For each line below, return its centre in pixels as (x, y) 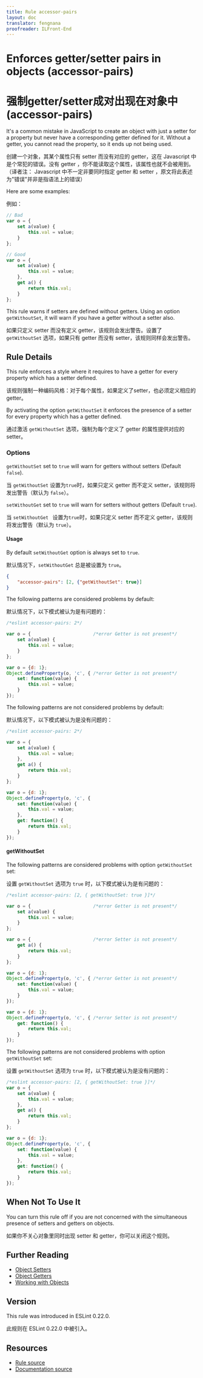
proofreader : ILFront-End (39, 29)
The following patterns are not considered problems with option (86, 1052)
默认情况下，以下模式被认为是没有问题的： (59, 720)
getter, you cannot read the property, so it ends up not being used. (89, 144)
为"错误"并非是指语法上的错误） (46, 179)
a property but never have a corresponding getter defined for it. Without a (98, 137)
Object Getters (33, 1276)
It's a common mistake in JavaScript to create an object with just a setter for (101, 131)
